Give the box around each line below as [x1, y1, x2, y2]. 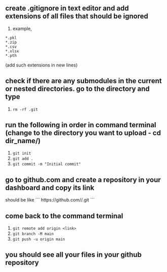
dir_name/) [5, 137, 41, 145]
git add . [12, 156, 34, 161]
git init [12, 151, 31, 156]
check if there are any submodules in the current [5, 77, 162, 85]
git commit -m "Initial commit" [12, 162, 81, 167]
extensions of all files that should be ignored [5, 12, 148, 21]
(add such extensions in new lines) [5, 62, 78, 68]
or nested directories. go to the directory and [5, 85, 150, 93]
